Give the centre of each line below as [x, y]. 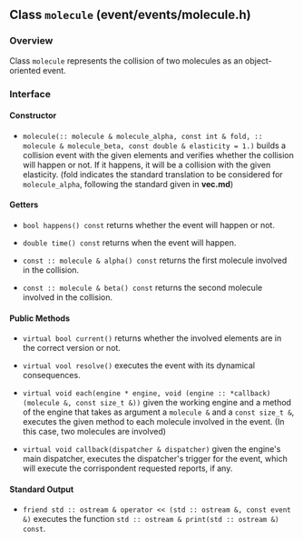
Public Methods [40, 318]
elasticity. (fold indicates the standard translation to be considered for [152, 174]
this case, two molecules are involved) [94, 432]
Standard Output [42, 489]
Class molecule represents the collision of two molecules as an [126, 60]
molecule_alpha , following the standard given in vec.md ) [128, 184]
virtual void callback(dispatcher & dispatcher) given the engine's [151, 449]
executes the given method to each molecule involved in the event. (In [153, 422]
